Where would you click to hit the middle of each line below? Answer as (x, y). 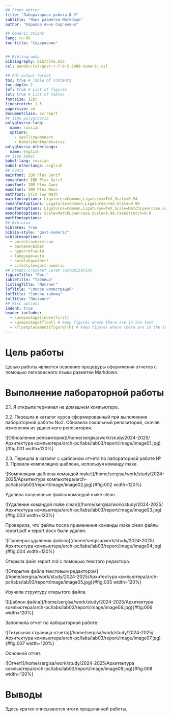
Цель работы (35, 352)
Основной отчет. (23, 653)
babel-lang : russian (27, 161)
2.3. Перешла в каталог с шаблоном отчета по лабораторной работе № (83, 458)
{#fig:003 (15, 515)
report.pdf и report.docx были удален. (46, 530)
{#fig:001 (15, 448)
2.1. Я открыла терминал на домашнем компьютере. (62, 407)
